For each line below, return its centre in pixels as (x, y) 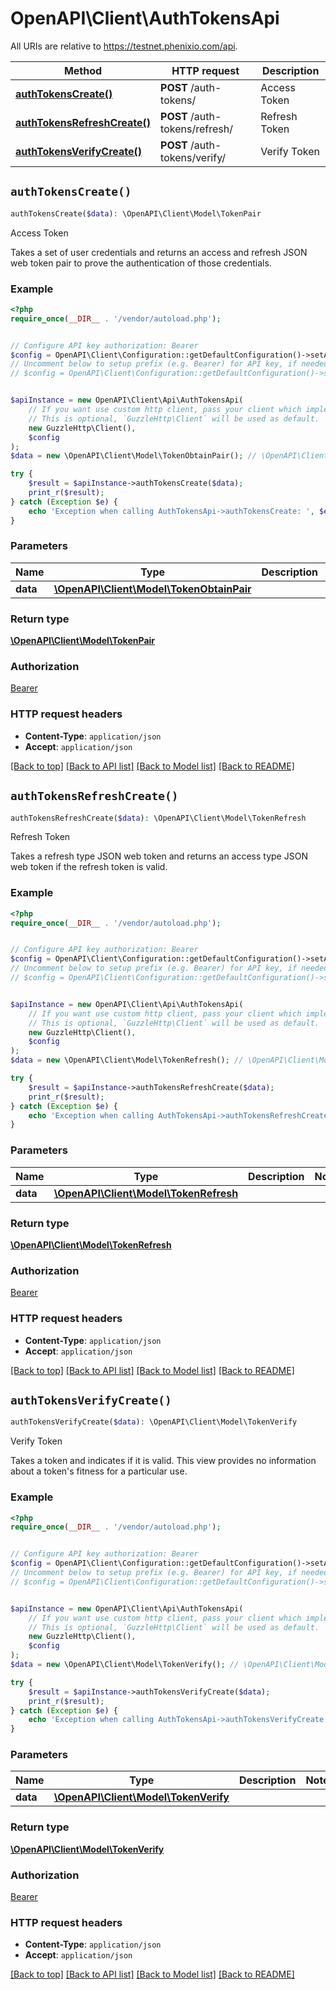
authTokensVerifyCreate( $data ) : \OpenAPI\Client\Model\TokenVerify (154, 1422)
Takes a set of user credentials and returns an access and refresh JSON (159, 252)
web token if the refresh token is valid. (89, 867)
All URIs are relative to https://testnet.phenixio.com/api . (124, 46)
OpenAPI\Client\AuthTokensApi (145, 18)
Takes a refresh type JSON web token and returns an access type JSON (159, 856)
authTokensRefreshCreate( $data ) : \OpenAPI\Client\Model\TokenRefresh (158, 818)
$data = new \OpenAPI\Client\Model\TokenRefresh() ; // (127, 1060)
